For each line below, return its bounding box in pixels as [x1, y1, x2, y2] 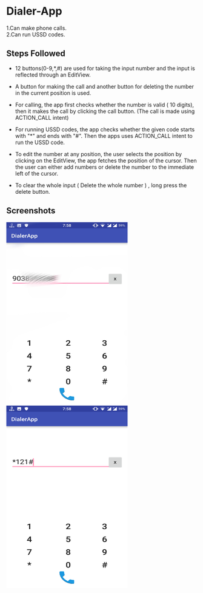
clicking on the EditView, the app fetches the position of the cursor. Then [15, 157, 197, 164]
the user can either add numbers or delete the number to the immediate [15, 163, 195, 171]
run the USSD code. [15, 139, 65, 146]
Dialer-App [6, 4, 62, 18]
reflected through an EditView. [15, 71, 91, 78]
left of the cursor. [15, 170, 59, 177]
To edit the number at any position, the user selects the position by [15, 150, 182, 157]
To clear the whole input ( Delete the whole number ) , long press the [15, 181, 187, 189]
